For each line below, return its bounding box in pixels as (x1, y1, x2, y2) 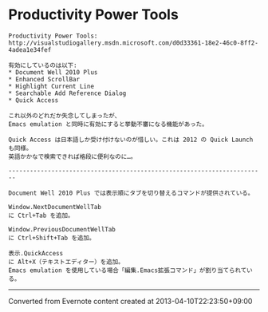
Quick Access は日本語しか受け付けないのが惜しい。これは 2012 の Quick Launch (8, 136, 254, 144)
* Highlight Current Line (8, 82, 94, 90)
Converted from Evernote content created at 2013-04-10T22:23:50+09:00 (8, 296, 253, 306)
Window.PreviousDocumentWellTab (8, 225, 116, 233)
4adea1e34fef (8, 45, 52, 53)
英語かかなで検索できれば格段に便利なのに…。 (8, 152, 137, 160)
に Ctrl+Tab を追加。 (8, 211, 74, 219)
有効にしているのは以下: (8, 61, 77, 69)
